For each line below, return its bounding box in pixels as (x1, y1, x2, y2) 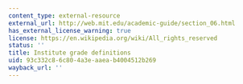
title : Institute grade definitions (8, 49, 131, 57)
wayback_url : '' (8, 64, 63, 72)
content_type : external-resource (8, 11, 121, 20)
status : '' (8, 42, 45, 50)
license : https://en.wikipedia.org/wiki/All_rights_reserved (8, 34, 218, 42)
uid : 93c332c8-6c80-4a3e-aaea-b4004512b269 (8, 57, 157, 65)
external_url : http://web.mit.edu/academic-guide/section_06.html (8, 19, 236, 27)
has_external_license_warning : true (8, 26, 131, 34)
